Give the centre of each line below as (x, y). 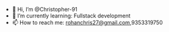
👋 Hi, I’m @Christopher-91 (45, 9)
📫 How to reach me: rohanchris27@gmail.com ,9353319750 (87, 22)
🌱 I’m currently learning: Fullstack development (71, 16)
